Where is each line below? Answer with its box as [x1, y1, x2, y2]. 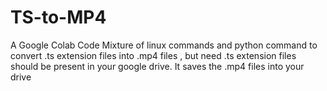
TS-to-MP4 [10, 6, 107, 29]
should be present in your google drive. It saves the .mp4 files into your [10, 60, 305, 72]
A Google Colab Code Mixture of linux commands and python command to [10, 39, 318, 51]
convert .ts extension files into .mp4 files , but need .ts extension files [10, 49, 297, 61]
